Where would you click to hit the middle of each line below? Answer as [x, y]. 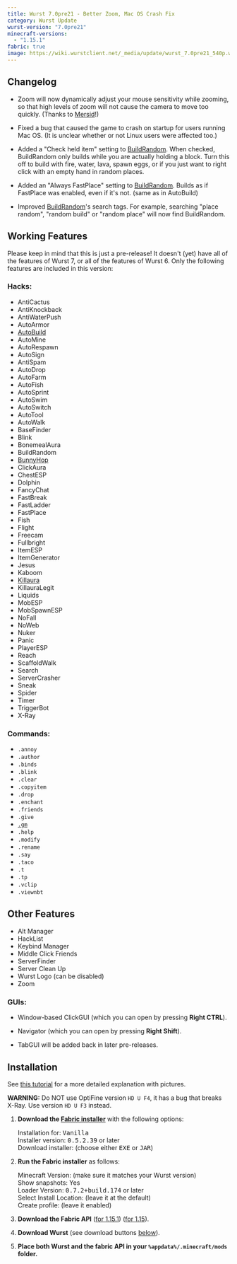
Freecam [30, 535]
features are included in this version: [60, 268]
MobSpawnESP [40, 610]
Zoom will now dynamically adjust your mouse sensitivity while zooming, [123, 99]
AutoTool [30, 414]
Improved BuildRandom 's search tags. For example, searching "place [118, 207]
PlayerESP [32, 647]
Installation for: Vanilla [53, 1133]
